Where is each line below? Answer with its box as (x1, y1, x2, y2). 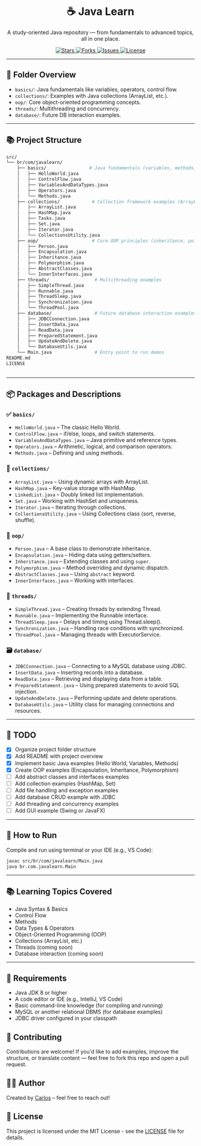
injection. (14, 688, 38, 695)
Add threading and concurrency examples (14, 800, 119, 807)
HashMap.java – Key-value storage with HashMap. (14, 484, 136, 491)
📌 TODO (6, 730, 36, 740)
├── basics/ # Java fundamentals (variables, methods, (17, 165, 197, 171)
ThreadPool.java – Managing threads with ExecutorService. (14, 631, 162, 638)
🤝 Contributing (6, 1032, 62, 1042)
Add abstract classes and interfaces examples (14, 773, 129, 780)
